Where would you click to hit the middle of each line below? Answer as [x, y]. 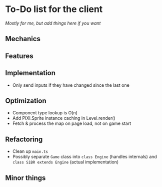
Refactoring [24, 139]
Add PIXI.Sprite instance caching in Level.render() [64, 118]
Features [19, 56]
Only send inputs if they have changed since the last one [71, 85]
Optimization [26, 101]
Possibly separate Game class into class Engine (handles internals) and [85, 157]
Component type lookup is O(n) [45, 113]
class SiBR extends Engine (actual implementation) [65, 162]
